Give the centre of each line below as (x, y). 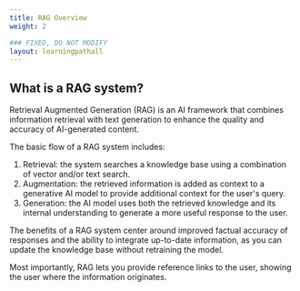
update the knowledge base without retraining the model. (117, 250)
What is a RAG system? (76, 88)
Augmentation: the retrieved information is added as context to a (144, 184)
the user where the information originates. (88, 277)
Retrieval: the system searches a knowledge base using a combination (155, 165)
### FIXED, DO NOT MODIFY (58, 43)
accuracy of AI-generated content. (74, 129)
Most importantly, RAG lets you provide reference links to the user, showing (151, 267)
